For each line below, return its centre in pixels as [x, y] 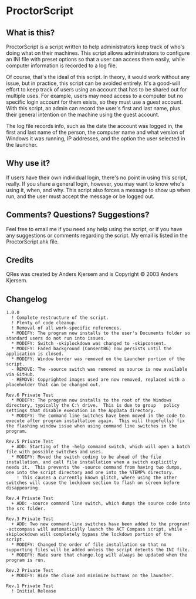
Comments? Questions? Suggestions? [78, 215]
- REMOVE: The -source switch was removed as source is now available [99, 370]
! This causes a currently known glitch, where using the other [97, 478]
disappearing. [23, 488]
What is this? [31, 33]
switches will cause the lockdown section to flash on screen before [93, 483]
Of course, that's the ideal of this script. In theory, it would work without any [98, 77]
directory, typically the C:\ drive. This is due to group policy [93, 406]
